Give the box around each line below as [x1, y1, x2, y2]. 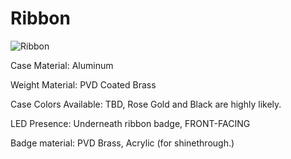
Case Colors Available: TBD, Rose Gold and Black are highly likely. [10, 98, 282, 110]
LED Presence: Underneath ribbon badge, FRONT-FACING [10, 117, 251, 129]
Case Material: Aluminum [10, 59, 114, 71]
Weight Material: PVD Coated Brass [10, 78, 157, 91]
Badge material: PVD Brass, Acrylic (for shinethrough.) [10, 137, 235, 149]
